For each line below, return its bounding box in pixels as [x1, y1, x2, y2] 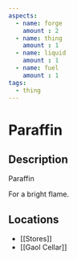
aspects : [8, 11, 38, 20]
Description [8, 152, 68, 166]
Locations [8, 212, 59, 226]
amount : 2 [22, 26, 59, 34]
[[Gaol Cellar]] [19, 242, 67, 253]
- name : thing [15, 34, 63, 42]
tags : [8, 79, 26, 87]
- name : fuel [15, 64, 59, 72]
